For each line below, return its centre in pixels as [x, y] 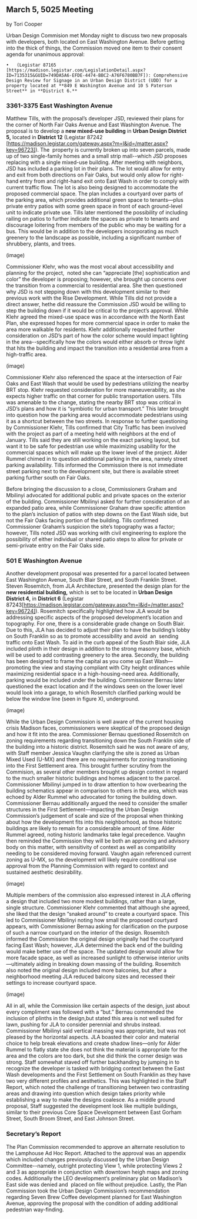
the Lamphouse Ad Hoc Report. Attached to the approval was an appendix [96, 1153]
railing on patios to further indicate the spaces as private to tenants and [93, 219]
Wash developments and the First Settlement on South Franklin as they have [98, 1075]
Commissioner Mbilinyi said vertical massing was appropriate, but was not [96, 1031]
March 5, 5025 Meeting [50, 10]
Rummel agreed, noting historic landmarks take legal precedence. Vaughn [96, 835]
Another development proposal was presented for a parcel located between [98, 574]
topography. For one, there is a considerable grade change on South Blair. [96, 624]
